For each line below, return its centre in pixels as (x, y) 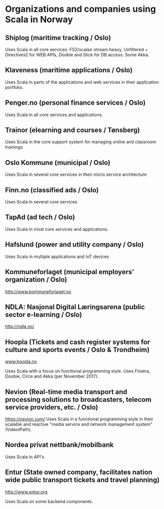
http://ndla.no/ (20, 326)
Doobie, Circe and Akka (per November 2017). (52, 376)
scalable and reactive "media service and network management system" (79, 424)
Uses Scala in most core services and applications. (57, 229)
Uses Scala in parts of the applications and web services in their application (82, 82)
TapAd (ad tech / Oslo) (40, 217)
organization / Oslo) (36, 280)
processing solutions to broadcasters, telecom (78, 399)
